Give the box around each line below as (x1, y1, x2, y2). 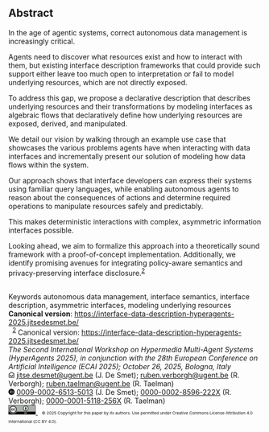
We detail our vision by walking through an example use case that (8, 134, 227, 144)
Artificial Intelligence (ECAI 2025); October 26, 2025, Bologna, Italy (8, 362, 232, 372)
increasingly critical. (8, 36, 75, 46)
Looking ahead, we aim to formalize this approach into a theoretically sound (8, 241, 260, 250)
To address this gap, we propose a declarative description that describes (8, 93, 251, 103)
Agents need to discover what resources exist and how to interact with (8, 51, 243, 61)
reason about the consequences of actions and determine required (8, 192, 231, 202)
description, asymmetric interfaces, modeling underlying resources (8, 301, 232, 311)
